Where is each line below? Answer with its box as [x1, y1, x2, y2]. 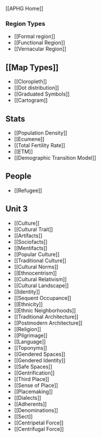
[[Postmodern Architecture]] [13, 319, 83, 326]
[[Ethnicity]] [13, 301, 43, 308]
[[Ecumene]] [13, 135, 45, 143]
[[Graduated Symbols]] [13, 90, 70, 97]
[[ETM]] [13, 148, 33, 155]
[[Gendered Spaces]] [13, 351, 66, 358]
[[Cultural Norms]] [13, 263, 59, 270]
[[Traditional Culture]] [13, 257, 67, 264]
